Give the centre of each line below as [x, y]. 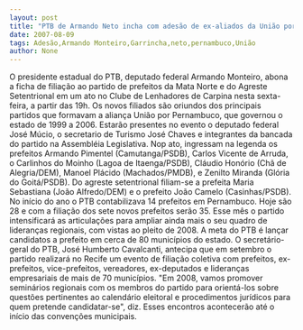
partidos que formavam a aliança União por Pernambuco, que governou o [146, 115]
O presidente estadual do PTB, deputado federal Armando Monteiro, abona [149, 77]
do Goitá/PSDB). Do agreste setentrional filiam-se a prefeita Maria [132, 182]
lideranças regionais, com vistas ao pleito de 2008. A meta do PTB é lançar [149, 230]
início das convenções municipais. [73, 316]
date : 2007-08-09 [42, 34]
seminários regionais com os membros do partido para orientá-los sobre [144, 288]
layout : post [34, 18]
